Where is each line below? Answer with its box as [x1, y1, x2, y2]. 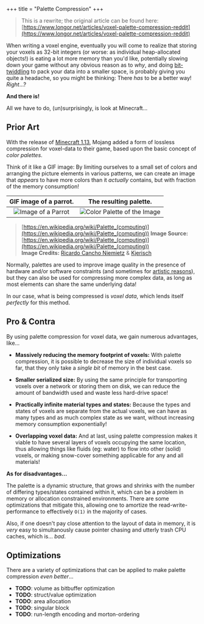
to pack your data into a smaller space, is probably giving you [30, 68, 186, 75]
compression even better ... [6, 573, 74, 580]
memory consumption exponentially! [15, 420, 107, 427]
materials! [15, 458, 40, 465]
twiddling [6, 68, 30, 75]
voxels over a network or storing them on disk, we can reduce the [15, 382, 180, 390]
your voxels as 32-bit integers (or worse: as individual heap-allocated [6, 48, 181, 56]
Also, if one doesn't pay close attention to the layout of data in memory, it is [6, 519, 196, 527]
